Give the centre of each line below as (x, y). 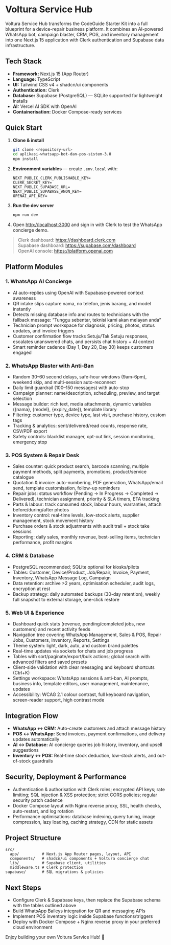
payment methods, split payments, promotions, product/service (80, 472)
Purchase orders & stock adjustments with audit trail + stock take (81, 526)
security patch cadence (38, 800)
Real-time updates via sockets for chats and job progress (73, 651)
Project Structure (33, 838)
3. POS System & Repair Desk (42, 455)
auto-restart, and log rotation (43, 811)
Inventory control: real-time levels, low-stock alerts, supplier (76, 515)
